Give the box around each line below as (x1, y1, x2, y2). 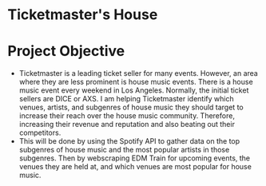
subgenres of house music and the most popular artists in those (18, 145, 230, 155)
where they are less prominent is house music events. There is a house (18, 77, 253, 87)
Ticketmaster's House (7, 6, 158, 24)
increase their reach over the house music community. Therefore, (18, 111, 235, 121)
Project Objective (7, 42, 125, 61)
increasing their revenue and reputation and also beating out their (18, 120, 235, 129)
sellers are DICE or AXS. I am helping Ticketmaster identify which (18, 94, 234, 104)
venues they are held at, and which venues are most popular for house (18, 162, 252, 172)
